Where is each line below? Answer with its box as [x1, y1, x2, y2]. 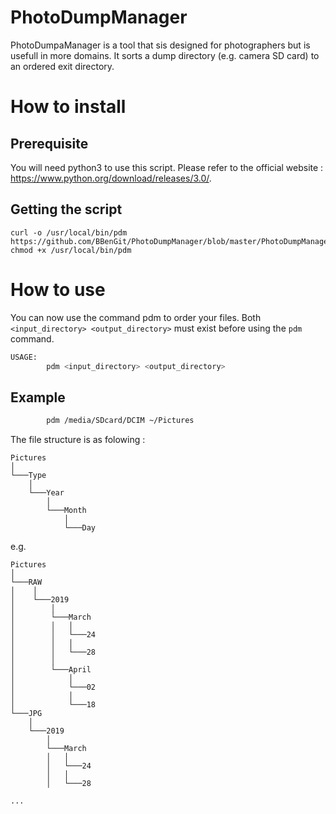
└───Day [63, 523, 97, 533]
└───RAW [10, 577, 43, 588]
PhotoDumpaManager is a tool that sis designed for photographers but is [10, 39, 311, 51]
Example [10, 389, 66, 406]
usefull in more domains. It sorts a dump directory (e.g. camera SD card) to [10, 49, 320, 61]
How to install [10, 96, 127, 118]
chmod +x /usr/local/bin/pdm [10, 245, 132, 255]
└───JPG [10, 709, 43, 719]
